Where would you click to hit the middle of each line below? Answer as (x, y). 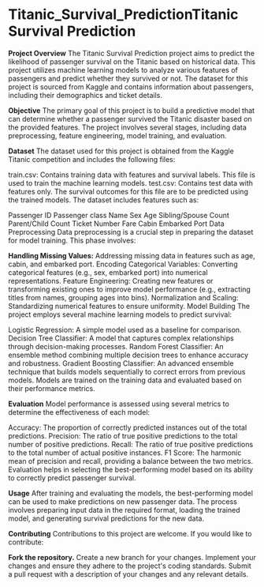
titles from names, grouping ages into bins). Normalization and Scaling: (123, 297)
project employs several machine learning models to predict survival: (120, 314)
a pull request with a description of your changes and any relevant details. (128, 574)
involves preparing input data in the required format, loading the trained (124, 510)
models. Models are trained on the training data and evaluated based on (125, 380)
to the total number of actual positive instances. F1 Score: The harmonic (125, 453)
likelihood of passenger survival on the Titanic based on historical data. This (132, 62)
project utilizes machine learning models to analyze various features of (123, 70)
